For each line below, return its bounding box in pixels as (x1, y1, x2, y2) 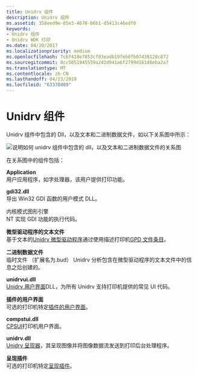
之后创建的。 (11, 263, 43, 271)
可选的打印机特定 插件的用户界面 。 (6, 303, 91, 310)
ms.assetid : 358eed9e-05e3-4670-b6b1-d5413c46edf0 (6, 20, 136, 26)
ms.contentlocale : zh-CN (6, 71, 69, 77)
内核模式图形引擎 (6, 208, 49, 215)
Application (6, 168, 36, 176)
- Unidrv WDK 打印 (6, 37, 51, 43)
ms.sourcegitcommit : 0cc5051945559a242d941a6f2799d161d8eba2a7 (6, 59, 169, 65)
